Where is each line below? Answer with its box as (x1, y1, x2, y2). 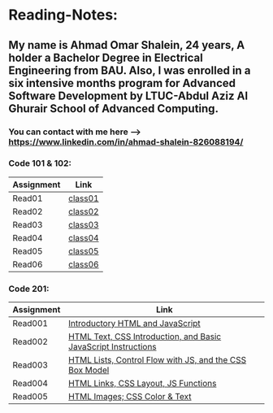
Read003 (12, 359, 49, 371)
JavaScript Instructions (68, 341, 157, 353)
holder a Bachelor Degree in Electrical (8, 50, 203, 64)
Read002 (12, 336, 49, 347)
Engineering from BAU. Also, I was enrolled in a (8, 63, 251, 77)
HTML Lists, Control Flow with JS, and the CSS (68, 354, 247, 366)
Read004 (12, 378, 49, 389)
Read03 (12, 219, 43, 230)
